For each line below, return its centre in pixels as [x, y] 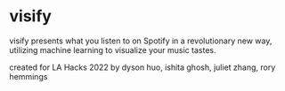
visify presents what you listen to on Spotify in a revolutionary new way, [141, 41]
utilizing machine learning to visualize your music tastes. [113, 49]
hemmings [28, 76]
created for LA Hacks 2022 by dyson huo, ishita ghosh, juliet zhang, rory [142, 67]
